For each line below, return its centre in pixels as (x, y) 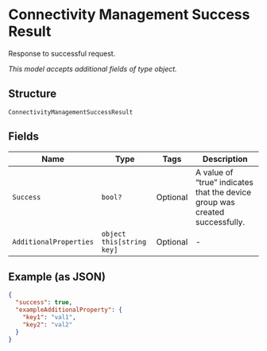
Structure (33, 94)
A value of (215, 172)
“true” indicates (225, 182)
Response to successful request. (62, 53)
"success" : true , (44, 303)
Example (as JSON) (57, 277)
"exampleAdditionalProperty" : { (69, 310)
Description (225, 159)
